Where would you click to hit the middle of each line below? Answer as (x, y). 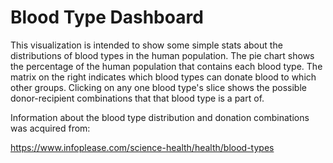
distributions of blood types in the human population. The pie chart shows (162, 55)
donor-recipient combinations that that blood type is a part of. (137, 98)
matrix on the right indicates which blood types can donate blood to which (163, 77)
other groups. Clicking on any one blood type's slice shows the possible (158, 87)
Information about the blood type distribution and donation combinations (160, 117)
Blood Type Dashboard (107, 17)
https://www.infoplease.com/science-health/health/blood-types (142, 147)
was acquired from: (50, 128)
